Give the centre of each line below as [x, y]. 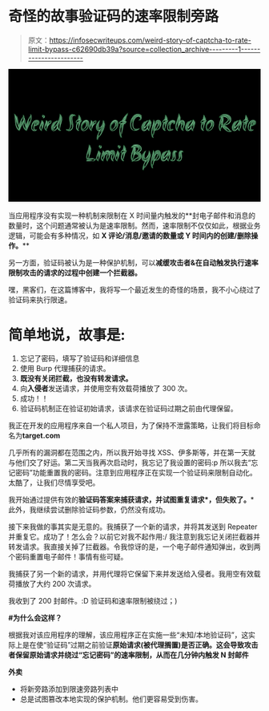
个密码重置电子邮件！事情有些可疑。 [68, 557]
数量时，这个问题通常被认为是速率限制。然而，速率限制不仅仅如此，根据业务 [134, 225]
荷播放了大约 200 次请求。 [52, 584]
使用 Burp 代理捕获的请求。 [65, 369]
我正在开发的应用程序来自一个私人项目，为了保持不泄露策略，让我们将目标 [131, 426]
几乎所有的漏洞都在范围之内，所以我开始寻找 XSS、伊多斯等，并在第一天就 [132, 453]
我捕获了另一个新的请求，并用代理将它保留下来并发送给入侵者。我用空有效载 [134, 574]
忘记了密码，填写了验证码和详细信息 [80, 358]
